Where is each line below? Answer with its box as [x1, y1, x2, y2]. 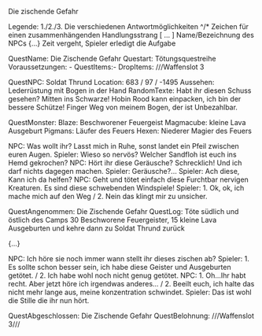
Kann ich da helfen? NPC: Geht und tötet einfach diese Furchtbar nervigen [8, 175, 249, 184]
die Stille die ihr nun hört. [8, 296, 90, 305]
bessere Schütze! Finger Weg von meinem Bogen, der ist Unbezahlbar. [8, 102, 238, 112]
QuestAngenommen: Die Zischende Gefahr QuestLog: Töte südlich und [8, 207, 239, 216]
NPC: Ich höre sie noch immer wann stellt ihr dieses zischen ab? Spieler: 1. [8, 254, 250, 263]
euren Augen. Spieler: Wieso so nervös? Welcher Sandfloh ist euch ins [8, 150, 238, 159]
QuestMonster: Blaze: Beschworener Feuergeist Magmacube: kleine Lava [8, 118, 246, 127]
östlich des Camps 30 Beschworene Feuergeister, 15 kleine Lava [8, 216, 217, 224]
